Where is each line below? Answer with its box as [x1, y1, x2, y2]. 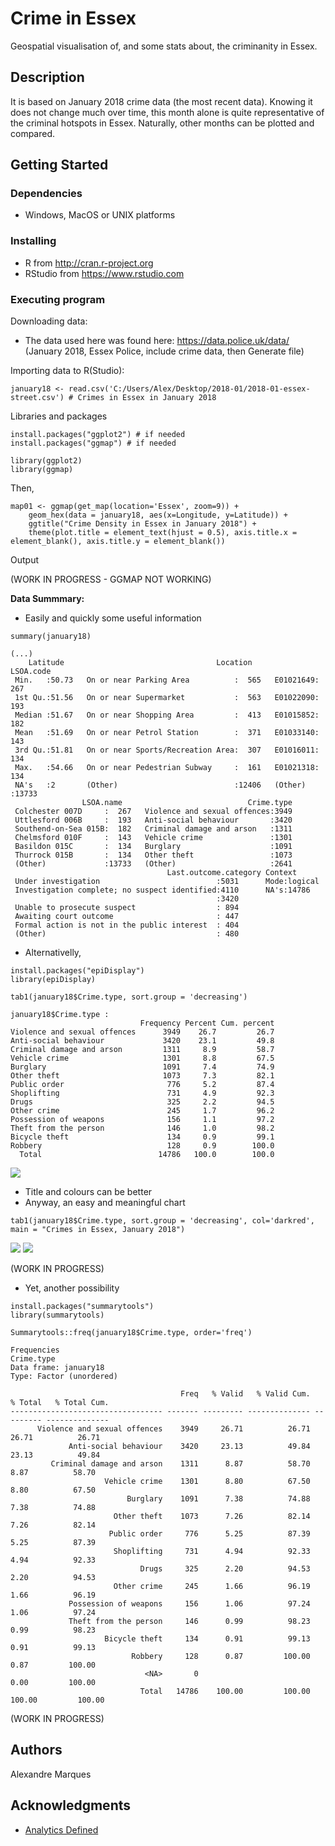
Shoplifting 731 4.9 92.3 [10, 1088, 275, 1099]
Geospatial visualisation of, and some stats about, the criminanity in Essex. [10, 40, 318, 52]
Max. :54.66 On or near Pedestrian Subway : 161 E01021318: [14, 763, 320, 773]
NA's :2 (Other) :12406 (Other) [14, 780, 307, 791]
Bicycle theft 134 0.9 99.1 [10, 1132, 275, 1142]
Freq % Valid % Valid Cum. [180, 1389, 311, 1399]
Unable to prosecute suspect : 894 [14, 903, 240, 913]
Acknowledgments [10, 1797, 132, 1814]
